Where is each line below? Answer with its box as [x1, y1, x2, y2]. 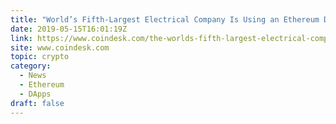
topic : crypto [10, 52, 70, 62]
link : [10, 33, 33, 43]
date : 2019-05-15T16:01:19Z [10, 24, 128, 34]
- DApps [19, 89, 52, 99]
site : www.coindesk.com [10, 42, 110, 53]
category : [10, 61, 52, 71]
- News [19, 71, 47, 81]
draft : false [10, 98, 65, 108]
